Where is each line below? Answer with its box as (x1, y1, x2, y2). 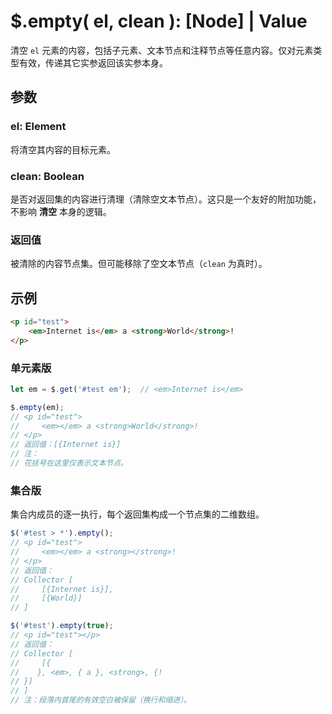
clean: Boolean (10, 169, 85, 183)
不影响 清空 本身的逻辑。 (10, 205, 112, 217)
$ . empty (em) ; (10, 402, 65, 412)
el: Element (10, 120, 67, 134)
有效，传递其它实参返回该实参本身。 (18, 56, 168, 69)
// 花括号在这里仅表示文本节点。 (10, 458, 128, 469)
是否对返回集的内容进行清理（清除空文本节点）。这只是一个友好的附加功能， (10, 193, 322, 205)
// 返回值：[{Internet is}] (10, 440, 122, 450)
